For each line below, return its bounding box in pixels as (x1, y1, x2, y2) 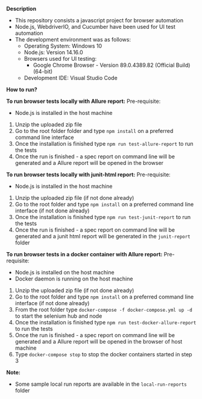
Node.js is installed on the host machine (14, 269, 115, 276)
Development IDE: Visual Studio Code (24, 75, 118, 81)
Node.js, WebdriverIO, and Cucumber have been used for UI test (14, 23, 176, 30)
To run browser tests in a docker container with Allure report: (6, 251, 163, 258)
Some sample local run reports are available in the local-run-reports (14, 380, 187, 388)
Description (6, 5, 37, 12)
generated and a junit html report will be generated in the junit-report (14, 233, 191, 240)
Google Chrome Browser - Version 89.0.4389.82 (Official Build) (33, 61, 191, 69)
